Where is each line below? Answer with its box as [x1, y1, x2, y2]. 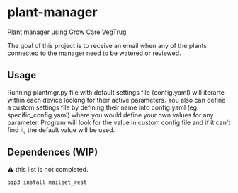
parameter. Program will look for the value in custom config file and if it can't [7, 118, 231, 127]
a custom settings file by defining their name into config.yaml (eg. [7, 103, 200, 112]
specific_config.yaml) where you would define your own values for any [7, 110, 214, 119]
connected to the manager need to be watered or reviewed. [7, 49, 182, 57]
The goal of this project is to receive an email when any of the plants [7, 41, 208, 49]
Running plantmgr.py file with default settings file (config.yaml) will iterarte [7, 88, 225, 96]
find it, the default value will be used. [7, 125, 115, 134]
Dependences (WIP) [7, 146, 98, 158]
